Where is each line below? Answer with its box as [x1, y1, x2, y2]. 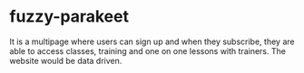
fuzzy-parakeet [9, 6, 130, 27]
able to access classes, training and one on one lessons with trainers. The [9, 45, 286, 56]
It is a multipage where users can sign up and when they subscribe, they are [9, 36, 295, 47]
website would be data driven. [9, 55, 123, 66]
